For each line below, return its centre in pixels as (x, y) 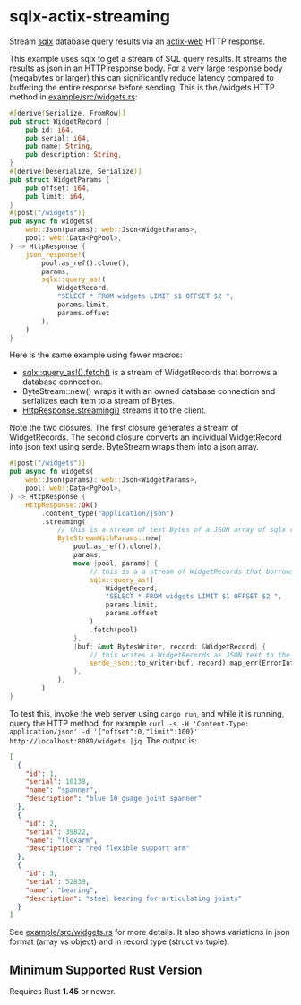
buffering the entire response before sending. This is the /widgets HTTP (142, 87)
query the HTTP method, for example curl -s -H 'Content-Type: (129, 723)
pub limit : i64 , (56, 196)
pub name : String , (60, 146)
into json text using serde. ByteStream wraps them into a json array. (134, 447)
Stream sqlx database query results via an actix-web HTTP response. (138, 41)
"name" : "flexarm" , (62, 840)
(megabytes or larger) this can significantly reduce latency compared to (142, 77)
